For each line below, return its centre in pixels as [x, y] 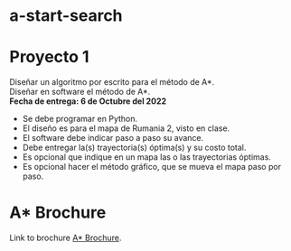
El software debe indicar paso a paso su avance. [113, 138]
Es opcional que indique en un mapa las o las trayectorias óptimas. [146, 157]
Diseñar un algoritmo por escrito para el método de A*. [112, 82]
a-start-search [66, 16]
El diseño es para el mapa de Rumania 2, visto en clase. [126, 128]
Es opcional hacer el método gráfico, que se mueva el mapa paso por [152, 167]
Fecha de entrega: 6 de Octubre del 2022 [88, 101]
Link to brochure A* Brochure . [66, 238]
